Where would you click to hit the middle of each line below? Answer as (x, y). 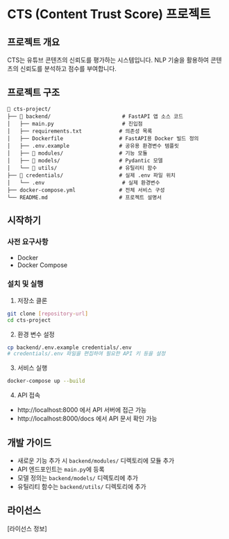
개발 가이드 (29, 442)
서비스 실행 (32, 368)
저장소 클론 (32, 300)
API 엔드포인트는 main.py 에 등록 (61, 469)
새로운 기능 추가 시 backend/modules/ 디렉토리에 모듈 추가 (96, 460)
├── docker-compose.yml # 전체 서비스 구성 (86, 190)
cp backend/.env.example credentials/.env (69, 348)
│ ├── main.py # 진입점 (75, 123)
